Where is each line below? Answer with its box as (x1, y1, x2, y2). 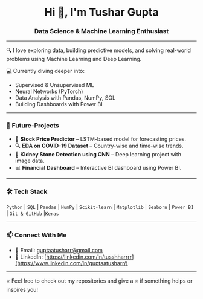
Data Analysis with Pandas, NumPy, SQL (14, 94, 116, 101)
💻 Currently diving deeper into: (6, 68, 85, 75)
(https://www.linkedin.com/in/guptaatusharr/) (14, 260, 128, 267)
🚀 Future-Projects (6, 121, 59, 130)
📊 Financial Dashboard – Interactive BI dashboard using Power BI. (14, 164, 182, 171)
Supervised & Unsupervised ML (14, 82, 95, 89)
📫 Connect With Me (6, 231, 67, 239)
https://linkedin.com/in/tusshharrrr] (46, 253, 134, 260)
